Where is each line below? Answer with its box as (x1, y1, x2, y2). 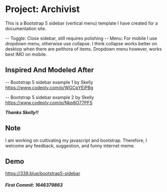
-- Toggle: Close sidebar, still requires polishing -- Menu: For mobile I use (5, 35, 157, 41)
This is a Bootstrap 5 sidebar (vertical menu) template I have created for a (5, 20, 158, 26)
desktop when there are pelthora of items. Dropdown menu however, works (5, 46, 162, 52)
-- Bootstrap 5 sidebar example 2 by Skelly (5, 94, 94, 100)
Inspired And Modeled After (5, 66, 94, 74)
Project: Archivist (5, 4, 80, 15)
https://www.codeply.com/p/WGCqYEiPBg (5, 84, 94, 90)
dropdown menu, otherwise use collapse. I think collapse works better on (5, 40, 157, 46)
